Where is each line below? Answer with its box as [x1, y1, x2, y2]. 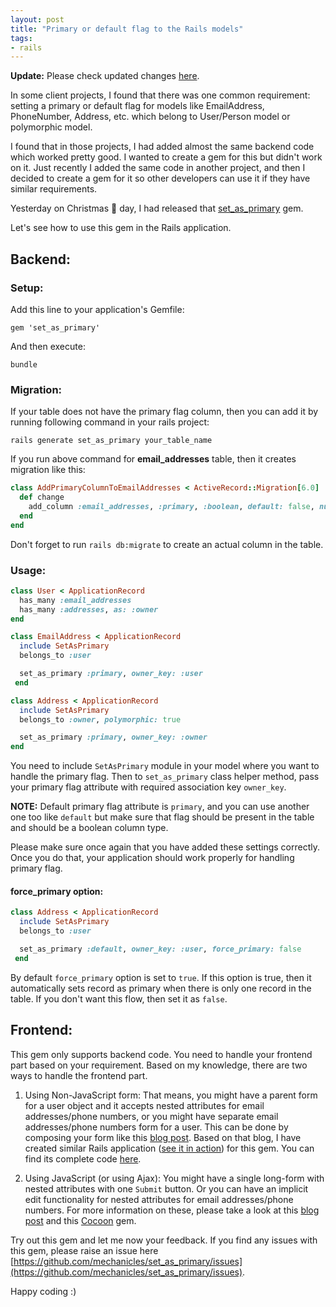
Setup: [10, 281, 44, 295]
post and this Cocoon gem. [24, 1214, 137, 1226]
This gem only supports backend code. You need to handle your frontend [10, 1048, 313, 1060]
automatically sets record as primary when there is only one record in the [10, 982, 312, 994]
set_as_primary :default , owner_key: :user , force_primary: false [19, 944, 302, 954]
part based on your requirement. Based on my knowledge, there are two [10, 1059, 308, 1071]
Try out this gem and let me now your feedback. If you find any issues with [10, 1234, 318, 1246]
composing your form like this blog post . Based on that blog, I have [24, 1131, 302, 1143]
